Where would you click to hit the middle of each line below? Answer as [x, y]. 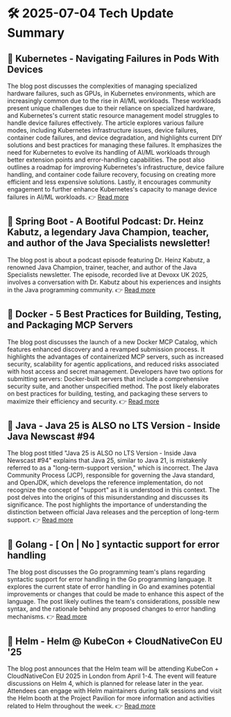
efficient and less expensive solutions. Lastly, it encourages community [109, 182]
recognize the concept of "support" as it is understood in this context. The [113, 490]
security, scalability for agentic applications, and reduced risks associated [113, 364]
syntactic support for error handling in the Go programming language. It [110, 580]
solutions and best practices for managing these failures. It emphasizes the [114, 145]
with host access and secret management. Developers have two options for [115, 371]
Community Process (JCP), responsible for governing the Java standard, [111, 475]
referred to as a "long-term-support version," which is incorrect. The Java [113, 468]
